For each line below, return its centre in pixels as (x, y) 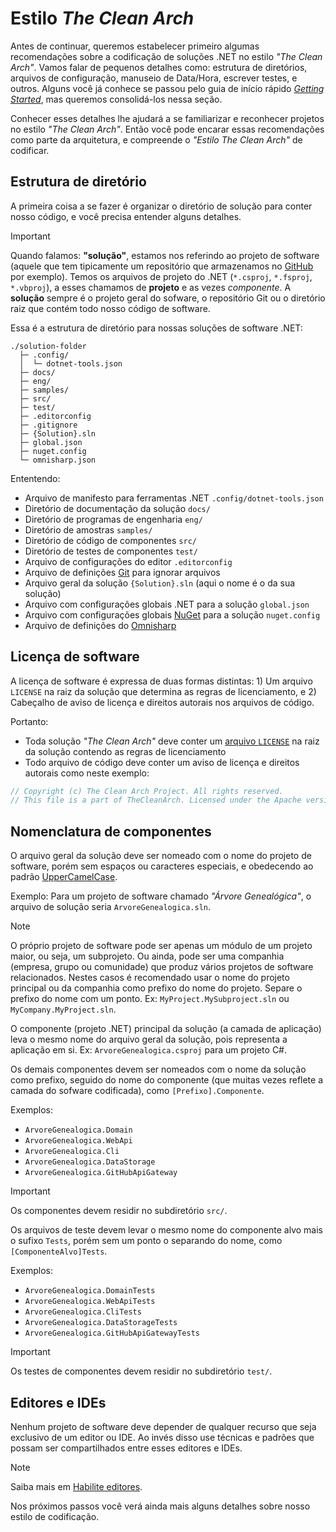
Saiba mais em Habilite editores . (76, 1486)
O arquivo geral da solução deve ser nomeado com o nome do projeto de (161, 856)
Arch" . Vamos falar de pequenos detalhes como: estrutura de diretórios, (159, 67)
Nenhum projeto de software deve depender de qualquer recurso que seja (163, 1426)
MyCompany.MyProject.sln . (63, 1009)
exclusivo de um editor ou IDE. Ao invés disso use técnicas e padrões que (162, 1437)
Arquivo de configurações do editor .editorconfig (128, 561)
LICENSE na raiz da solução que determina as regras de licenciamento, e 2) (163, 691)
